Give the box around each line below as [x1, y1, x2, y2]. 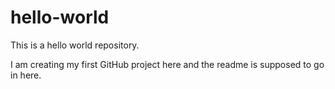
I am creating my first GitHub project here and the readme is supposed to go [10, 58, 325, 70]
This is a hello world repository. [10, 39, 140, 51]
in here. [10, 69, 42, 81]
